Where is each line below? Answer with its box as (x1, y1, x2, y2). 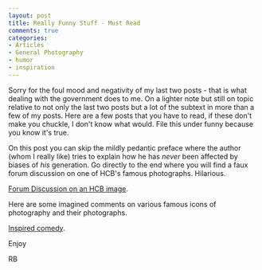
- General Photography (8, 49, 84, 57)
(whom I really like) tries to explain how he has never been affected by (8, 151, 239, 161)
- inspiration (8, 64, 56, 72)
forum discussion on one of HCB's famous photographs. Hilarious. (8, 168, 226, 178)
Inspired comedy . (8, 223, 65, 233)
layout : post (8, 11, 52, 20)
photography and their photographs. (8, 208, 127, 217)
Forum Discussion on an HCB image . (8, 184, 129, 194)
